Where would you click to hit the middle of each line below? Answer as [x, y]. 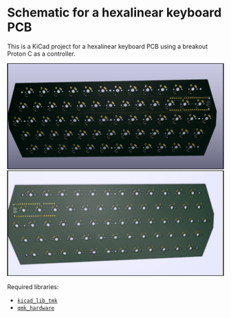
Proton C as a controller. [41, 54]
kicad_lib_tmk [37, 301]
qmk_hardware [36, 308]
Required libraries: [33, 287]
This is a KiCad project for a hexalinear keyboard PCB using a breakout [108, 46]
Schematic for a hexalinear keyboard [114, 13]
